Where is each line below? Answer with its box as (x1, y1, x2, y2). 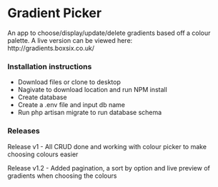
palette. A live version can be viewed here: (7, 36, 133, 44)
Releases (7, 126, 41, 136)
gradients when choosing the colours (7, 171, 117, 180)
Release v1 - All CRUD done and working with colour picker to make (7, 142, 207, 151)
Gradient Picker (7, 5, 102, 21)
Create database (17, 93, 67, 101)
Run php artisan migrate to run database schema (17, 108, 162, 117)
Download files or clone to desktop (17, 78, 122, 86)
